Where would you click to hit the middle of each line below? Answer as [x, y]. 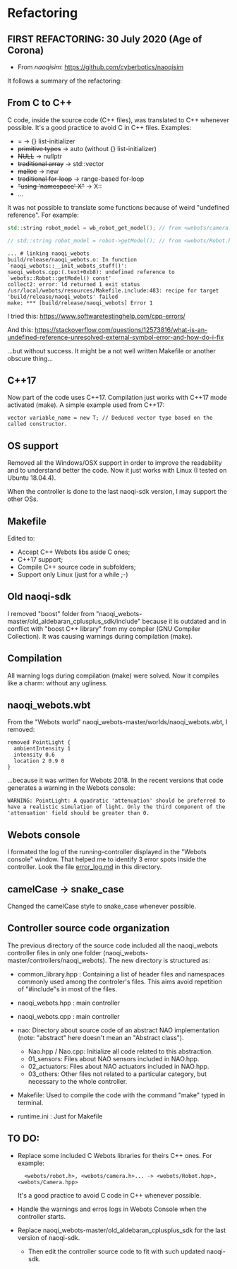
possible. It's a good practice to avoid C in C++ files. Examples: [99, 127]
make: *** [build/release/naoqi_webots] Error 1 [80, 303]
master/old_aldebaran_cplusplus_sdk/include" [74, 621]
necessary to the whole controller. [78, 1081]
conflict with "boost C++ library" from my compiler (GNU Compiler [104, 628]
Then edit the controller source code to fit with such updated [116, 1251]
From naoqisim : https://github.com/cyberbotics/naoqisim [101, 67]
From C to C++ [40, 103]
